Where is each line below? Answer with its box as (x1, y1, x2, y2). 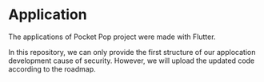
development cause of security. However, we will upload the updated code (8, 56, 255, 65)
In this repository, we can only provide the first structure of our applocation (8, 47, 256, 57)
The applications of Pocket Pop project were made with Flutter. (8, 32, 216, 41)
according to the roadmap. (8, 64, 96, 73)
